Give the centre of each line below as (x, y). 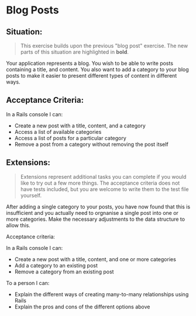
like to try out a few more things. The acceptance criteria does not (100, 183)
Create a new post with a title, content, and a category (80, 126)
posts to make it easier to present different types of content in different (92, 76)
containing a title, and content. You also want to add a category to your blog (97, 70)
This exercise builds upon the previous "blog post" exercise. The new (104, 46)
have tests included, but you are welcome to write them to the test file (104, 189)
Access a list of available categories (58, 131)
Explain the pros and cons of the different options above (82, 307)
